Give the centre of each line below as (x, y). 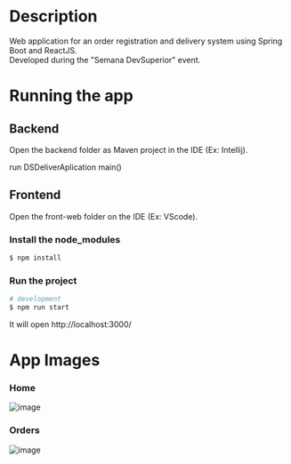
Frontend (35, 195)
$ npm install (36, 258)
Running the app (71, 96)
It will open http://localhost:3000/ (70, 324)
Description (53, 16)
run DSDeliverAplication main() (65, 167)
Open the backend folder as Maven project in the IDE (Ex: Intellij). (129, 149)
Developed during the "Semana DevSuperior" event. (105, 60)
